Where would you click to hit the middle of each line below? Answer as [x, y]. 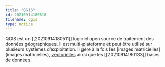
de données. [18, 60]
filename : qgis [21, 19]
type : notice [19, 24]
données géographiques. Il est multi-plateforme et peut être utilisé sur [79, 44]
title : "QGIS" [20, 10]
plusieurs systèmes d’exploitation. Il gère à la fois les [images [70, 49]
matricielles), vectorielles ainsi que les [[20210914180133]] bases [91, 55]
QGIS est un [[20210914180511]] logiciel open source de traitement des [80, 39]
